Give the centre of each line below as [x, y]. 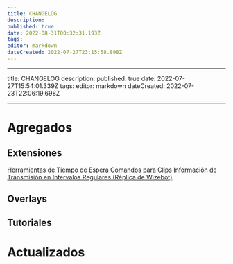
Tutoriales [29, 222]
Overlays [27, 199]
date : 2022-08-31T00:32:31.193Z [54, 33]
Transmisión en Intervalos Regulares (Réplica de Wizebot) [90, 177]
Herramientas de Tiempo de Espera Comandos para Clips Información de [112, 170]
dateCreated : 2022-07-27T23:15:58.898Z [65, 53]
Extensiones [35, 153]
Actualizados [46, 252]
